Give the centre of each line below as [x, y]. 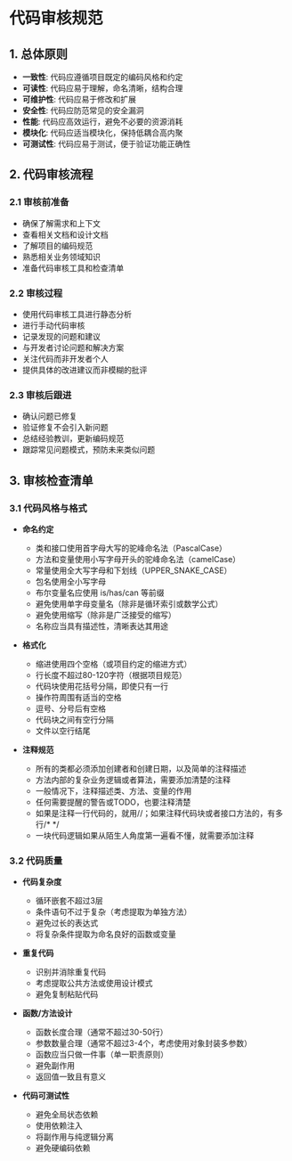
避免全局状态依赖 [67, 1115]
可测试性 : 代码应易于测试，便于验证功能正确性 [106, 144]
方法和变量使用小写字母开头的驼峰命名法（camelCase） [138, 559]
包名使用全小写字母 [71, 581]
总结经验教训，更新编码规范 [73, 438]
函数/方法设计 [47, 1013]
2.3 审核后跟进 [41, 395]
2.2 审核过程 [36, 293]
